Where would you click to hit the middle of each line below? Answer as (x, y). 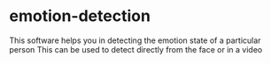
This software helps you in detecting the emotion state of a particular (135, 40)
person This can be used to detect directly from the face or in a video (136, 49)
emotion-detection (80, 16)
